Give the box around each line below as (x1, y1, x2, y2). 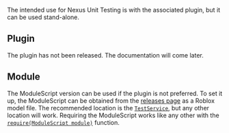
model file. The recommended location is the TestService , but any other (7, 104, 210, 112)
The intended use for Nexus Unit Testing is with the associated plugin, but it (7, 6, 221, 14)
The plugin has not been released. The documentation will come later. (7, 51, 204, 59)
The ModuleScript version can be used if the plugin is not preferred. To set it (7, 89, 223, 97)
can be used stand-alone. (7, 13, 80, 21)
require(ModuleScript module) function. (7, 118, 120, 126)
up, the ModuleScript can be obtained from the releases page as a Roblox (7, 96, 215, 105)
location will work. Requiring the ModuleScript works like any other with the (7, 111, 220, 119)
